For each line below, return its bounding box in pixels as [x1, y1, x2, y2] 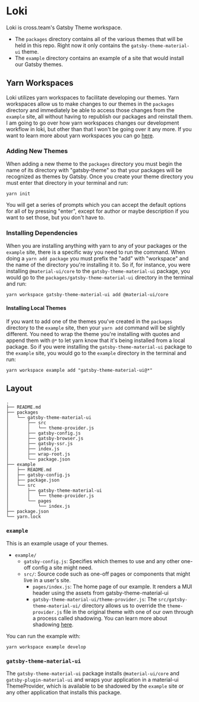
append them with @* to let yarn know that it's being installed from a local [6, 337, 185, 344]
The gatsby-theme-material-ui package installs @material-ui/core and [6, 669, 179, 677]
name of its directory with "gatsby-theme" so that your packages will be [6, 167, 182, 174]
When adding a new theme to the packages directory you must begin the [6, 160, 182, 167]
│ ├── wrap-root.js [6, 451, 70, 457]
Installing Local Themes [6, 304, 67, 311]
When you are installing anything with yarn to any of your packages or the [6, 243, 187, 250]
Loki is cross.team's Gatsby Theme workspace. [6, 24, 122, 31]
